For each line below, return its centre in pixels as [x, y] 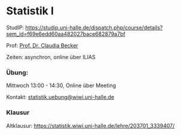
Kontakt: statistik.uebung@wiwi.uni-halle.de [60, 97]
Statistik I [30, 11]
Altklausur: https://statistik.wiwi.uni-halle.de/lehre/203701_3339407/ [90, 125]
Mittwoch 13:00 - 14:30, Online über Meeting [61, 85]
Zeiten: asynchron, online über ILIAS [51, 57]
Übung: [17, 72]
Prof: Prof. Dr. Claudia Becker [42, 45]
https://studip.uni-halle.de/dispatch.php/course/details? [94, 27]
